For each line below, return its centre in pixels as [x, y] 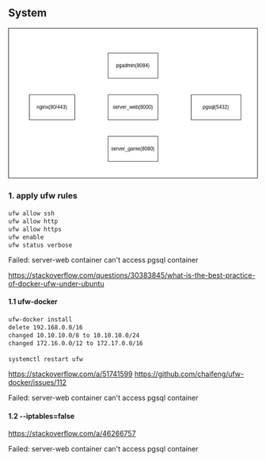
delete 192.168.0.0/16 [46, 328]
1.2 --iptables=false [42, 416]
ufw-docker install [40, 320]
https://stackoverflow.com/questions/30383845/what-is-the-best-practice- [132, 275]
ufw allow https [35, 229]
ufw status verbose [40, 245]
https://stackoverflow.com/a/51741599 [70, 374]
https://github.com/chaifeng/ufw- [189, 374]
